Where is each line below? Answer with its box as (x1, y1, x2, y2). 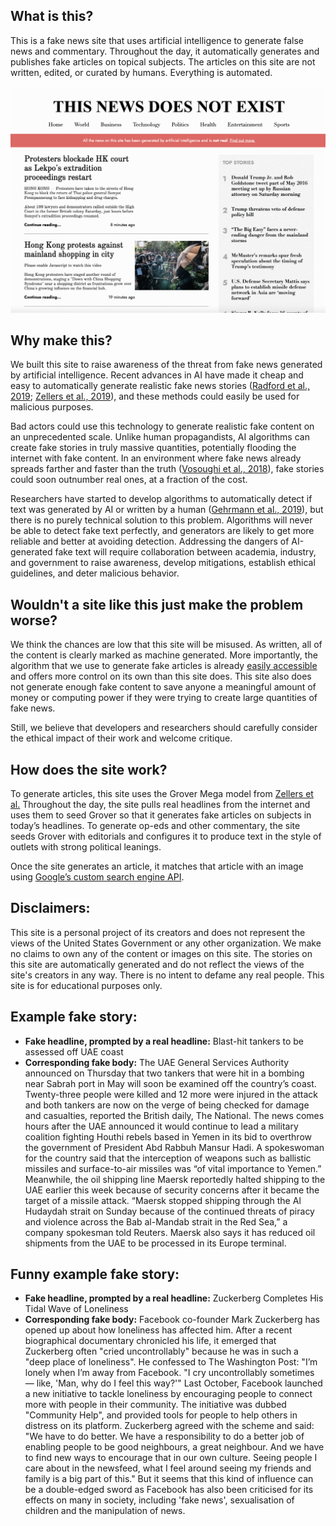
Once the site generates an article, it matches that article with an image (10, 860, 304, 872)
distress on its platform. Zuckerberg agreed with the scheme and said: (24, 1420, 315, 1432)
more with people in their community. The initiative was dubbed (24, 1399, 287, 1411)
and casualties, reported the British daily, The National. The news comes (24, 1109, 325, 1121)
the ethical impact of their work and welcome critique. (10, 732, 233, 744)
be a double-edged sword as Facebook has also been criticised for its (24, 1484, 314, 1496)
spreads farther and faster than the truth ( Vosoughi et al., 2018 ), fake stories (10, 463, 325, 475)
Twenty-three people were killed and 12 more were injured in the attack (24, 1088, 318, 1100)
